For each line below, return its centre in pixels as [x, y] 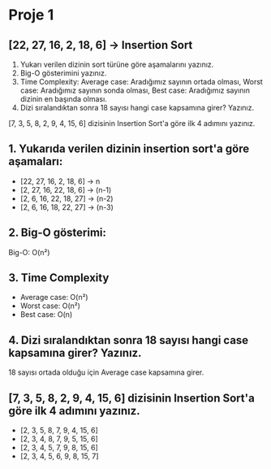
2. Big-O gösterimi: [58, 233]
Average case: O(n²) [54, 297]
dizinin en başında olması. [63, 99]
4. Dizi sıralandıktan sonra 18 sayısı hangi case [129, 340]
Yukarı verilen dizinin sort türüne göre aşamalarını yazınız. [117, 64]
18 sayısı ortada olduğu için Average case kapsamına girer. [106, 372]
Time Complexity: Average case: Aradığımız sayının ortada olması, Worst [142, 82]
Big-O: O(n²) [29, 252]
